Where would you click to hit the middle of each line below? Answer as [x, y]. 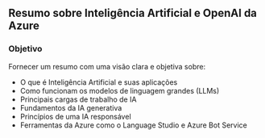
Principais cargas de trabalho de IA [78, 99]
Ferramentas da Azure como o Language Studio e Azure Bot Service [133, 125]
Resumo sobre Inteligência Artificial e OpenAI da [133, 13]
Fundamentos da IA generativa [71, 107]
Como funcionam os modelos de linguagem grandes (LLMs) [120, 90]
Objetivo [25, 49]
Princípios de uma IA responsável [75, 116]
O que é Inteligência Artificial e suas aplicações [99, 82]
